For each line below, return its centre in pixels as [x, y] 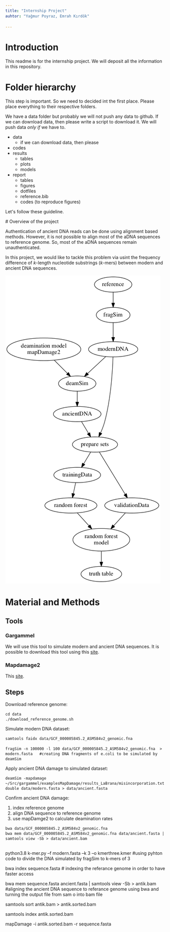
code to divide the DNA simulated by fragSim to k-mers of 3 [68, 859]
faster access [20, 874]
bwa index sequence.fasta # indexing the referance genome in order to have [85, 869]
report [19, 175]
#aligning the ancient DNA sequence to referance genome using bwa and [82, 889]
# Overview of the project [32, 221]
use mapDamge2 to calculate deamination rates [63, 819]
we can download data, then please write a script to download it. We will [81, 122]
